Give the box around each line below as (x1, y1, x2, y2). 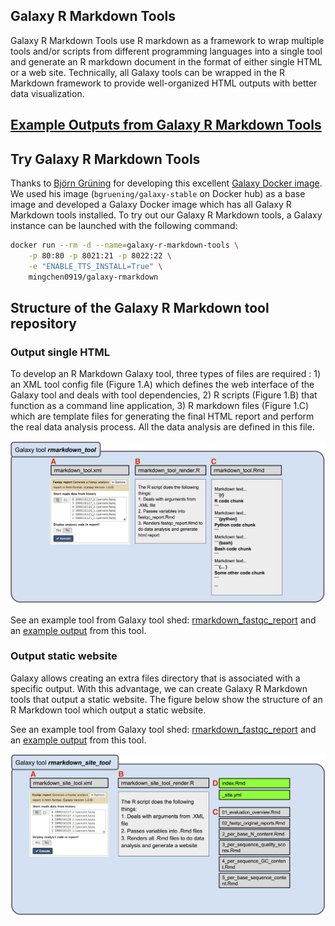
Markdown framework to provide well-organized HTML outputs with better (10, 77, 318, 89)
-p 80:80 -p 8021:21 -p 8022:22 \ (28, 250, 172, 261)
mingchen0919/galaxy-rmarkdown (28, 272, 159, 282)
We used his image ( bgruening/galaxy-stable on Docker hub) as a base (10, 188, 306, 200)
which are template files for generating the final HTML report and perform (10, 410, 315, 423)
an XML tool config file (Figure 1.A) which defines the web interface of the (10, 379, 315, 391)
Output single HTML (10, 345, 110, 359)
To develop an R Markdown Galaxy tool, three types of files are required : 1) (10, 368, 321, 380)
